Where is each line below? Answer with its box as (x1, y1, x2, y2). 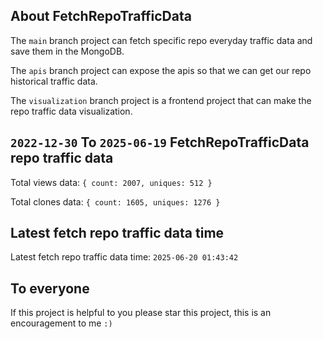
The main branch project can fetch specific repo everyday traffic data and (10, 34, 313, 46)
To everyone (10, 280, 90, 297)
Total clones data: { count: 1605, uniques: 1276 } (10, 195, 221, 208)
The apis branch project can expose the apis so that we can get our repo (10, 64, 312, 76)
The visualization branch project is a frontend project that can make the (10, 94, 312, 106)
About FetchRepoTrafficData (10, 8, 192, 25)
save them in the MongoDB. (10, 45, 125, 57)
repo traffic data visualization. (10, 105, 133, 117)
